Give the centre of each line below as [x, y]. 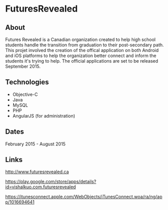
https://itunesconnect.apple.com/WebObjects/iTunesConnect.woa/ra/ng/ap [84, 197]
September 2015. [23, 66]
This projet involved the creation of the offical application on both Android [82, 50]
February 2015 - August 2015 [35, 144]
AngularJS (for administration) [44, 116]
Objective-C [25, 94]
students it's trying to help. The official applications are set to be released [82, 61]
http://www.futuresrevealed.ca [37, 172]
